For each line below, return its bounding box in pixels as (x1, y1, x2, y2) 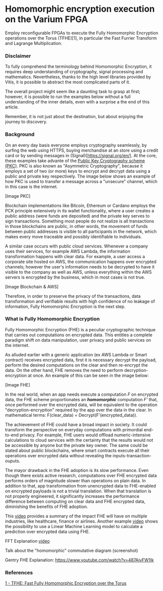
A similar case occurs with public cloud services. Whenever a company (5, 243, 148, 249)
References (5, 569, 33, 576)
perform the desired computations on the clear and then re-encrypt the (5, 362, 148, 368)
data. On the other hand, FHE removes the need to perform (5, 367, 124, 373)
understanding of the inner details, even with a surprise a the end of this (5, 99, 150, 105)
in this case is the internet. (5, 183, 58, 189)
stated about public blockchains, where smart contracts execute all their (5, 448, 150, 453)
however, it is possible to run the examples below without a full (5, 94, 131, 100)
